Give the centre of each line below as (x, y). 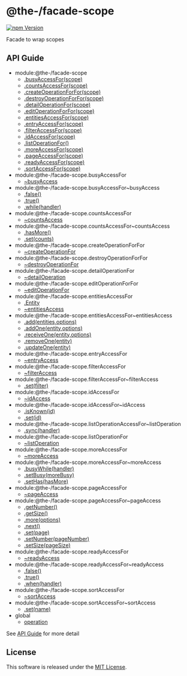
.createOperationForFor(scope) (62, 92)
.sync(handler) (42, 430)
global (23, 615)
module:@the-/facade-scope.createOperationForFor (80, 245)
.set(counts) (39, 239)
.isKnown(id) (40, 411)
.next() (32, 526)
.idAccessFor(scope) (50, 136)
